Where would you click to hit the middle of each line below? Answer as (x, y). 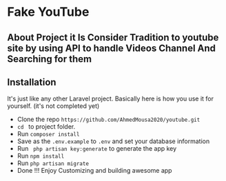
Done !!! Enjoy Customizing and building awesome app (94, 171)
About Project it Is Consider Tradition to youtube (113, 38)
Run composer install (48, 134)
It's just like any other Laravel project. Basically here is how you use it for (111, 99)
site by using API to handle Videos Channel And (111, 48)
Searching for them (49, 59)
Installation (32, 82)
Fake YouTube (48, 12)
